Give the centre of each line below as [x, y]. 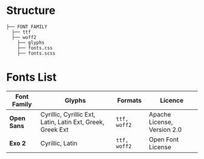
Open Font [164, 139]
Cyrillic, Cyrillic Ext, [68, 114]
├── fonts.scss [36, 53]
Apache [160, 114]
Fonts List [31, 77]
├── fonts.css [35, 48]
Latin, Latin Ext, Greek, [73, 122]
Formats [130, 100]
